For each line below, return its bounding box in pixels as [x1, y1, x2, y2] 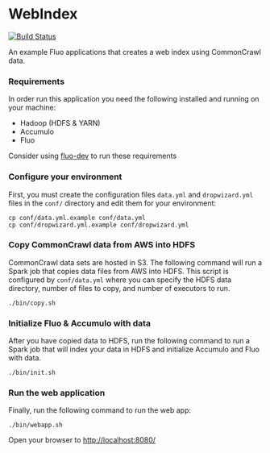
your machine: [8, 102, 56, 113]
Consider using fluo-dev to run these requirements [8, 151, 177, 161]
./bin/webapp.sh [8, 421, 63, 430]
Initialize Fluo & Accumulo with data [8, 318, 152, 329]
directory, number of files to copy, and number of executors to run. [8, 283, 231, 293]
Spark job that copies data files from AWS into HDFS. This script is [8, 266, 230, 276]
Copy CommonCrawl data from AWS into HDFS [8, 239, 196, 251]
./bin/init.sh [8, 368, 56, 377]
